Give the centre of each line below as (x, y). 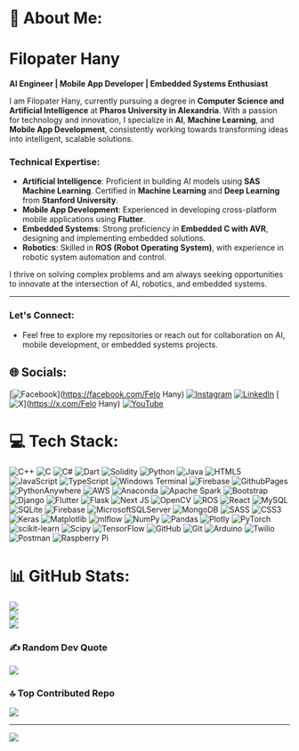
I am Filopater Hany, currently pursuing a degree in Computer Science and (147, 101)
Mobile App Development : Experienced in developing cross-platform (149, 210)
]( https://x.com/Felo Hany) (72, 403)
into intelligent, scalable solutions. (71, 139)
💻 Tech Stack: (64, 441)
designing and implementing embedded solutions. (114, 238)
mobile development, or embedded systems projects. (120, 344)
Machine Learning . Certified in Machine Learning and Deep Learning (151, 191)
